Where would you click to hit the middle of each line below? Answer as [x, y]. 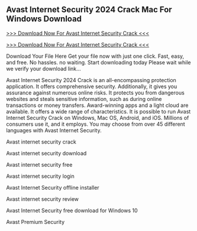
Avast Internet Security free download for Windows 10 [72, 210]
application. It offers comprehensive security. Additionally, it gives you [92, 86]
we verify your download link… [43, 69]
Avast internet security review [42, 199]
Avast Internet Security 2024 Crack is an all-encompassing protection [91, 80]
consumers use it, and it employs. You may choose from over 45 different [96, 124]
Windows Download [44, 19]
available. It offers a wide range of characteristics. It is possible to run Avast [98, 111]
